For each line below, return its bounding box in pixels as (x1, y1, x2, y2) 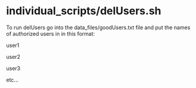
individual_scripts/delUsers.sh (6, 4, 162, 18)
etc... (6, 76, 19, 83)
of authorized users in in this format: (6, 30, 95, 37)
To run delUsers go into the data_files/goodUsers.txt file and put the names (6, 24, 191, 31)
